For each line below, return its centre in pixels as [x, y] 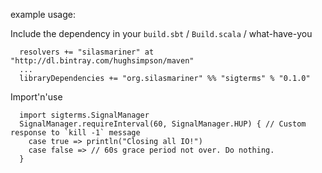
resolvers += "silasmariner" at [87, 52]
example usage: [43, 14]
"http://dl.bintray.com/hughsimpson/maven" [102, 61]
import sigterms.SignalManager [84, 115]
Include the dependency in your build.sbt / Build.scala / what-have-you [161, 33]
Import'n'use [36, 97]
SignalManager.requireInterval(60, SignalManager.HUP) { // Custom [163, 124]
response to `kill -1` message [75, 133]
